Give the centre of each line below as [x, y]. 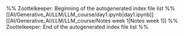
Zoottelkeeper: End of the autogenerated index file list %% [77, 27]
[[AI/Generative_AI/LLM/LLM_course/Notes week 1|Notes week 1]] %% [92, 21]
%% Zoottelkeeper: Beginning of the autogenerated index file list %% [91, 8]
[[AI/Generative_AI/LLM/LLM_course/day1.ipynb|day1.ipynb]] [80, 15]
